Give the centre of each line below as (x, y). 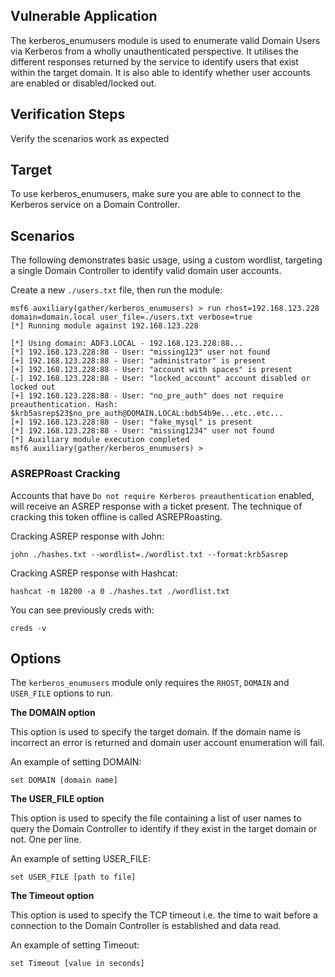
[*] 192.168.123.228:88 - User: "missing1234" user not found (142, 431)
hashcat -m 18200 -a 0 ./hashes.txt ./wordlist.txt (120, 591)
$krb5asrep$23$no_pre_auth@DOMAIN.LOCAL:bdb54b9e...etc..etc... (147, 414)
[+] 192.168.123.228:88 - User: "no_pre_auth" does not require (147, 396)
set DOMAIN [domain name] (64, 780)
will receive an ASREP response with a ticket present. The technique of (156, 506)
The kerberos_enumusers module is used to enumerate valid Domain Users (165, 40)
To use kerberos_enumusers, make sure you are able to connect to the (156, 194)
